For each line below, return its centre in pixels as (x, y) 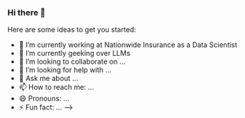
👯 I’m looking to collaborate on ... (72, 61)
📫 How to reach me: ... (56, 87)
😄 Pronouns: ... (44, 98)
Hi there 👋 (27, 13)
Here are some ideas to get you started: (72, 30)
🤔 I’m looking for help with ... (65, 70)
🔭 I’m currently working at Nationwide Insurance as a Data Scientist (128, 45)
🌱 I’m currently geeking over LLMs (74, 53)
